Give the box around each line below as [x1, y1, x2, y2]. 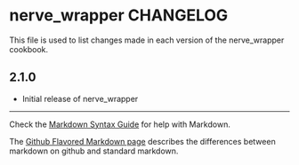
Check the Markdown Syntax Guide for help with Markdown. [9, 119, 231, 130]
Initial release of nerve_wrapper [21, 93, 139, 104]
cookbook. [9, 43, 49, 54]
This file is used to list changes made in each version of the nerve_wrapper [9, 35, 285, 45]
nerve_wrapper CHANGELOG [9, 5, 229, 26]
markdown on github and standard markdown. [9, 145, 179, 156]
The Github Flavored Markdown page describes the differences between [9, 136, 276, 146]
